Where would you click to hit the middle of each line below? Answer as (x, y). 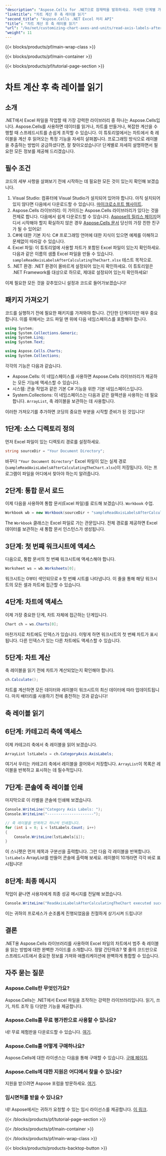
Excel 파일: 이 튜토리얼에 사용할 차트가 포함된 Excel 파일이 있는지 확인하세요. (86, 247)
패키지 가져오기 (27, 300)
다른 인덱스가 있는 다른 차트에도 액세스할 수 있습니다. (70, 640)
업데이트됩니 (147, 690)
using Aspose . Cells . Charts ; (34, 351)
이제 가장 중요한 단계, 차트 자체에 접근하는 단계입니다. (56, 614)
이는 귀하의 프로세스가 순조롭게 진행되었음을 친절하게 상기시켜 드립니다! (74, 913)
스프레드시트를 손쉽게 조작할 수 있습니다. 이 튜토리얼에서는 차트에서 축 (87, 133)
